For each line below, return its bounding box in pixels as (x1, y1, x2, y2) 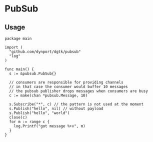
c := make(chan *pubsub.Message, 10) (9, 93, 88, 98)
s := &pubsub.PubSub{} (9, 71, 56, 76)
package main (4, 36, 32, 41)
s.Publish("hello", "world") (9, 110, 70, 115)
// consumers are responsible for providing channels (9, 80, 123, 85)
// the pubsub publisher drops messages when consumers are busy (9, 88, 148, 93)
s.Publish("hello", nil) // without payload (9, 106, 103, 111)
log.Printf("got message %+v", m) (13, 123, 85, 128)
